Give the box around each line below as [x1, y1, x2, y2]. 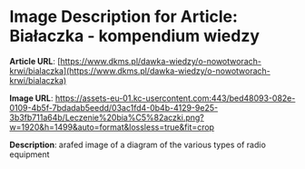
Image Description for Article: [9, 6, 239, 27]
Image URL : [9, 93, 54, 104]
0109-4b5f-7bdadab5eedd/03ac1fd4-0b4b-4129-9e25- [9, 102, 219, 113]
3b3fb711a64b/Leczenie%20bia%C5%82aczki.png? [9, 112, 204, 123]
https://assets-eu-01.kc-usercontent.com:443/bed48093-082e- [54, 93, 296, 104]
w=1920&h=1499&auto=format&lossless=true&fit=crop [9, 121, 215, 133]
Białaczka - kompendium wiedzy [9, 25, 261, 46]
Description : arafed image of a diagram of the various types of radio [9, 139, 266, 150]
